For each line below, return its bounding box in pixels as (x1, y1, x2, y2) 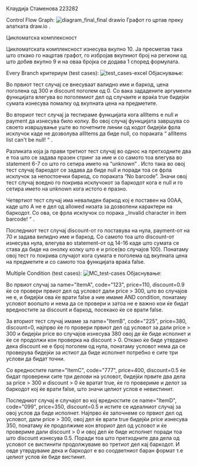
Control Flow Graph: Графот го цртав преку (6, 17, 183, 23)
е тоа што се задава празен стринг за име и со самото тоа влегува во (6, 154, 182, 161)
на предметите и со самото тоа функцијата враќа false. (6, 258, 145, 265)
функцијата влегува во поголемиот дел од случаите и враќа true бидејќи (6, 94, 189, 100)
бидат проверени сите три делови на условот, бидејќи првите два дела (6, 373, 186, 380)
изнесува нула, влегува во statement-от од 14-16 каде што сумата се (6, 239, 179, 247)
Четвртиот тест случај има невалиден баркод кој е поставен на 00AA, (6, 197, 183, 204)
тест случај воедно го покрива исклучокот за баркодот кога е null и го (6, 179, 183, 186)
